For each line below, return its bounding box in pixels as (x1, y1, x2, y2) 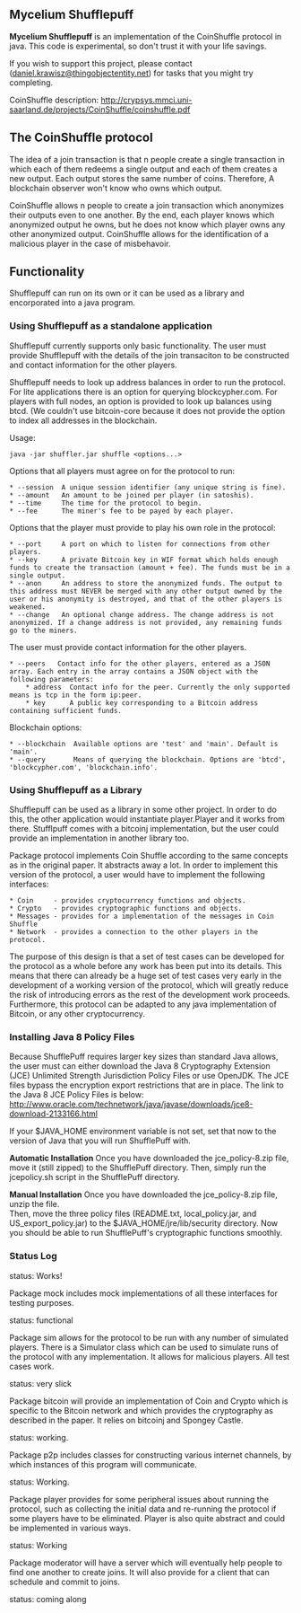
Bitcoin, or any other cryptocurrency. (9, 1009, 145, 1019)
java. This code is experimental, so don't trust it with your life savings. (9, 40, 267, 51)
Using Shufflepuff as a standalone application (9, 320, 213, 332)
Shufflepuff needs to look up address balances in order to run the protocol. (9, 376, 287, 387)
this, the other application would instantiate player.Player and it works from (9, 814, 285, 824)
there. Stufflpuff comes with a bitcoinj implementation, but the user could (9, 824, 279, 834)
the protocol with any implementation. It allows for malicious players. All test (9, 1351, 290, 1362)
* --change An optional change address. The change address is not (9, 610, 275, 619)
